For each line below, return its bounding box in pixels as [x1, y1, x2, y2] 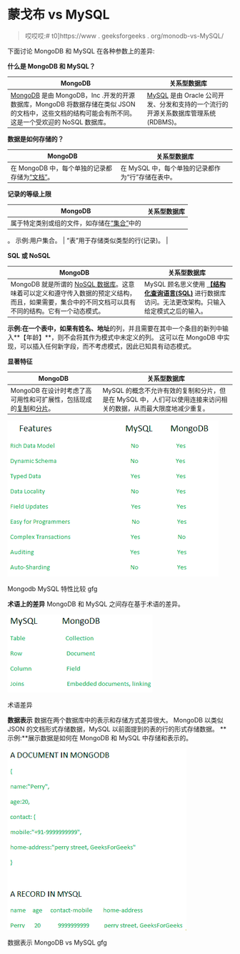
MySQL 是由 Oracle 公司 [146, 91, 219, 99]
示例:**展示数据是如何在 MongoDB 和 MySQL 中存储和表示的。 [7, 734, 193, 742]
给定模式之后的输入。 [144, 307, 207, 315]
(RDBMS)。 [146, 117, 181, 126]
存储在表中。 [138, 172, 176, 181]
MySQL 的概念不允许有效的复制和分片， [102, 386, 220, 394]
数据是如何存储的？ [7, 135, 64, 144]
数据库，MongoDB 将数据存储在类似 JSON [10, 99, 136, 108]
